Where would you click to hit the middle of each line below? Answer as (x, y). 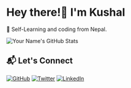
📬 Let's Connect (40, 61)
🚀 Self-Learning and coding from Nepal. (57, 29)
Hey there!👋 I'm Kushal (66, 12)
